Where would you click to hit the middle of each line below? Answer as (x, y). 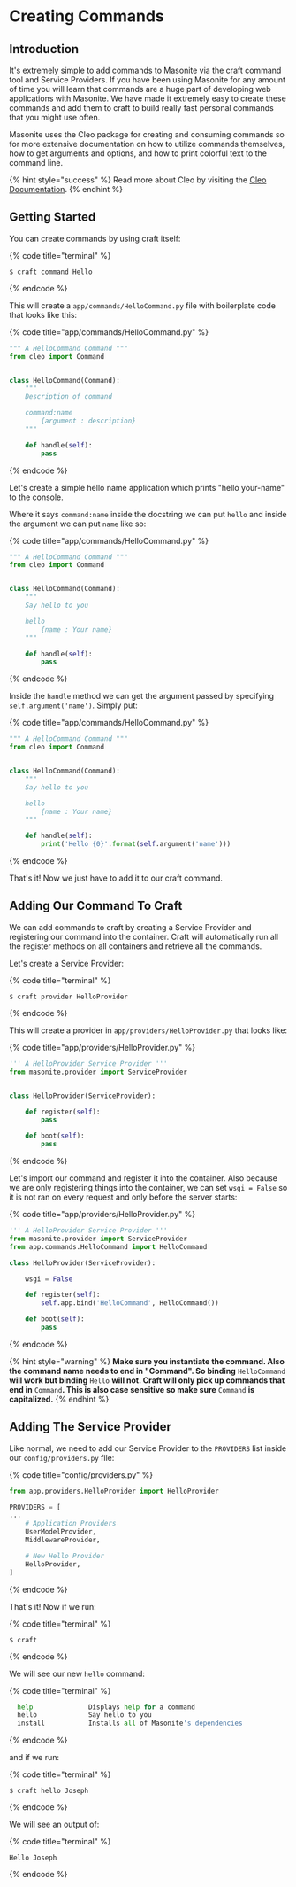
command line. (36, 163)
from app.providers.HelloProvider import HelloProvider (114, 1491)
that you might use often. (55, 117)
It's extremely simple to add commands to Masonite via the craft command (145, 70)
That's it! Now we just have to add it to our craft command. (116, 878)
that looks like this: (43, 314)
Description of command (69, 397)
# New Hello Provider (65, 1556)
